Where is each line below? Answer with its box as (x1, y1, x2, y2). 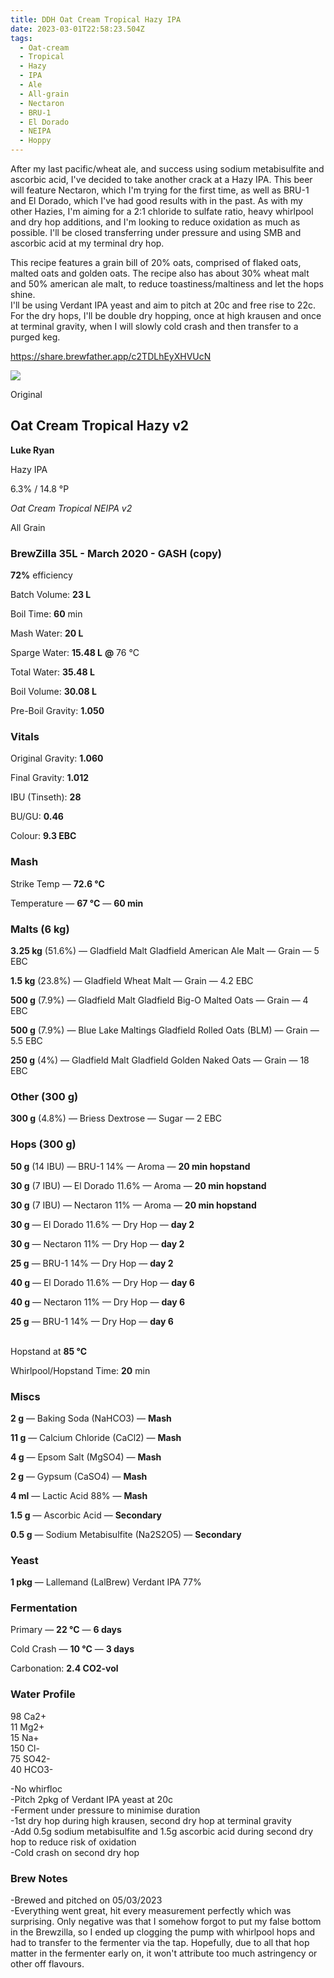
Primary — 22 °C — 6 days (10, 1624, 122, 1636)
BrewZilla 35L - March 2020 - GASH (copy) (10, 546, 222, 560)
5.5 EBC (10, 1035, 43, 1046)
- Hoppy (19, 136, 52, 146)
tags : (10, 33, 33, 43)
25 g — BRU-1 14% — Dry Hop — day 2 (10, 1257, 174, 1269)
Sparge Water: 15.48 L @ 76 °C (10, 647, 140, 659)
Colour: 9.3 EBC (10, 830, 77, 842)
